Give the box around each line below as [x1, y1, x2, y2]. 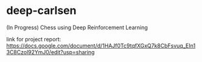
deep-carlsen [6, 4, 77, 18]
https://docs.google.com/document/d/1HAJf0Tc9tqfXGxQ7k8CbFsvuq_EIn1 [6, 42, 196, 49]
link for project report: [6, 35, 61, 43]
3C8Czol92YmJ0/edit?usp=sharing [6, 48, 95, 55]
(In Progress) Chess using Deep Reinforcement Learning [6, 24, 148, 31]
